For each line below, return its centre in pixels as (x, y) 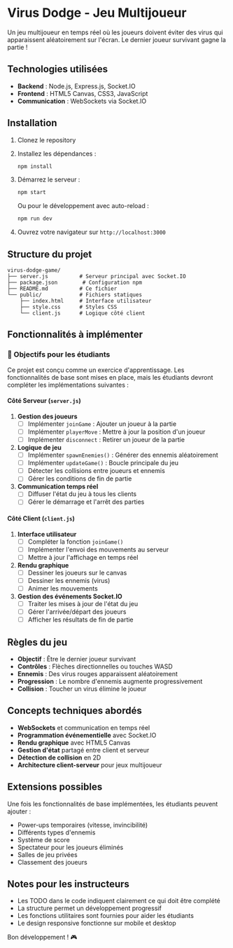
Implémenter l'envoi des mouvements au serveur (98, 549)
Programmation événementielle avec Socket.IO (87, 735)
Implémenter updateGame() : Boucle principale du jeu (103, 463)
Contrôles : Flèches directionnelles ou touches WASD (95, 666)
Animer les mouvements (63, 588)
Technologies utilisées (58, 69)
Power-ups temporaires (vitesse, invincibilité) (83, 825)
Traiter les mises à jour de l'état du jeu (83, 604)
